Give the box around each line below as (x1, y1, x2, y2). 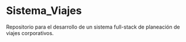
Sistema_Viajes (6, 4, 82, 17)
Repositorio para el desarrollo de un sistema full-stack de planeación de (6, 23, 180, 30)
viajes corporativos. (6, 29, 54, 36)
